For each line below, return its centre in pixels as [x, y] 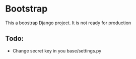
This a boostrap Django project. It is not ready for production [68, 23]
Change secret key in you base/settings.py [57, 50]
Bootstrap [26, 9]
